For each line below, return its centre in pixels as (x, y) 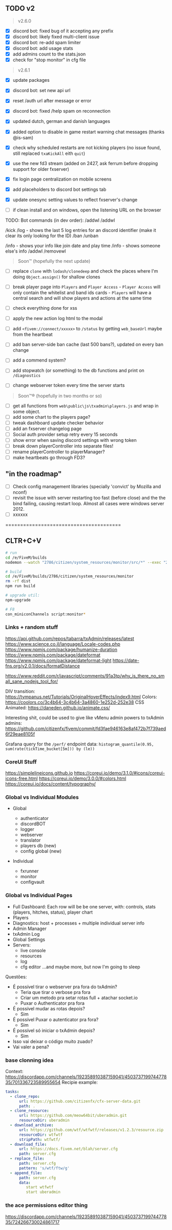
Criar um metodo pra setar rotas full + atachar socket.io (79, 997)
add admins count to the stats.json (49, 54)
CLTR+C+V (24, 541)
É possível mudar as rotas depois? (49, 1008)
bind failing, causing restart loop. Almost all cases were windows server (89, 503)
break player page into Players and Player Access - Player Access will (87, 287)
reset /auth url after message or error (52, 101)
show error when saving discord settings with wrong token (75, 440)
